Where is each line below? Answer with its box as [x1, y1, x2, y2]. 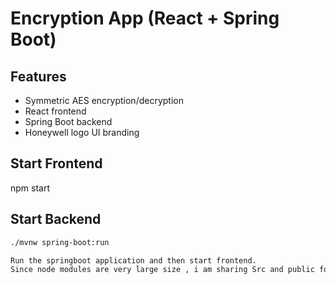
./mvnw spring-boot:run [10, 237, 110, 247]
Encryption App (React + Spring [10, 7, 280, 30]
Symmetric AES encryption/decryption [24, 95, 184, 106]
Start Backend [10, 211, 102, 228]
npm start [10, 182, 51, 194]
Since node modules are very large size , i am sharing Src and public [10, 265, 315, 275]
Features [10, 68, 67, 85]
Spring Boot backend [24, 116, 113, 127]
